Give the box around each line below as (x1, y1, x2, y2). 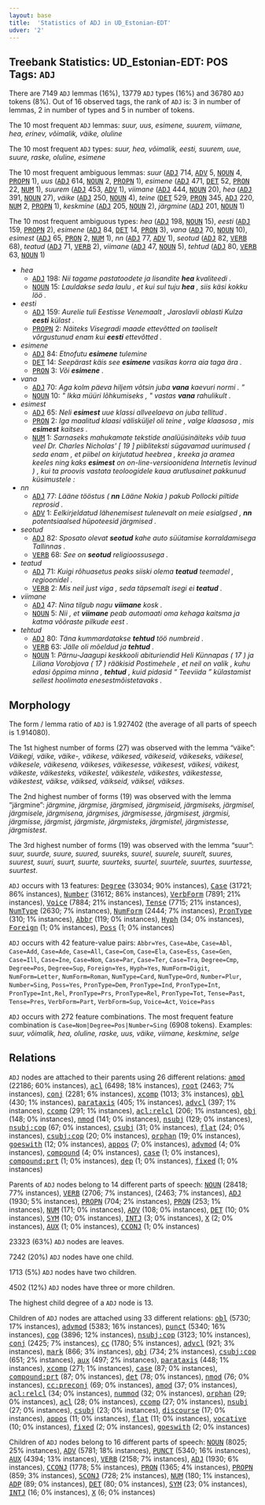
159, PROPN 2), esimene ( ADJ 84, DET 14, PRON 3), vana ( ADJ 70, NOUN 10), (9, 225, 248, 235)
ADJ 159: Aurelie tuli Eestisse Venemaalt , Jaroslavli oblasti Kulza (31, 307, 243, 317)
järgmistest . (9, 825, 48, 834)
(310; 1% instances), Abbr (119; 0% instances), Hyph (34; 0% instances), (9, 915, 245, 923)
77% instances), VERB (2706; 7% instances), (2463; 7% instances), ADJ (9, 1187, 242, 1198)
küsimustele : (31, 474, 75, 485)
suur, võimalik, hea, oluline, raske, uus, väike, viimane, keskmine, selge (9, 1029, 240, 1038)
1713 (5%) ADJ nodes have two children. (9, 1267, 137, 1276)
